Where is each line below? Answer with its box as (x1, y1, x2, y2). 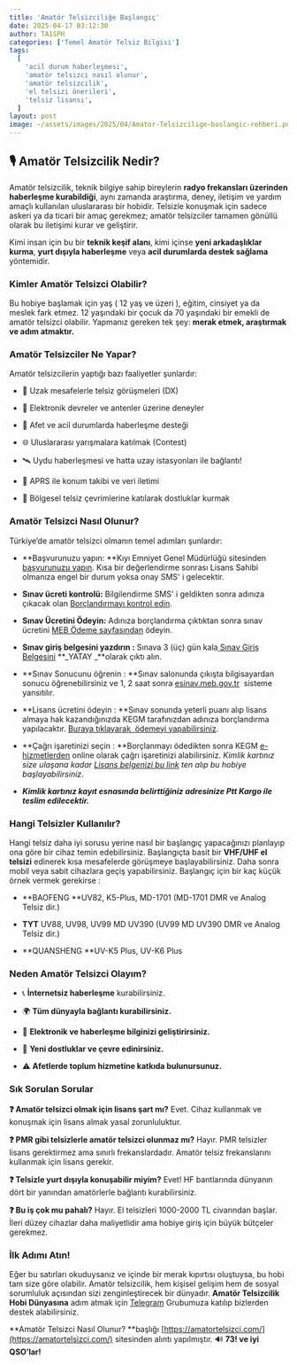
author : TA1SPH (9, 29, 65, 38)
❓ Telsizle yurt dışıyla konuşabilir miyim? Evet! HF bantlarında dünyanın (9, 1174, 273, 1184)
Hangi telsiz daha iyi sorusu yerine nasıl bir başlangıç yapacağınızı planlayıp (9, 838, 286, 847)
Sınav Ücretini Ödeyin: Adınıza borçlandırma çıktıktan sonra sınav (21, 615, 263, 626)
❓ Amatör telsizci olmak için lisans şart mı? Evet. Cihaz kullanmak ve (9, 1104, 263, 1114)
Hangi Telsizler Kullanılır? (9, 817, 121, 830)
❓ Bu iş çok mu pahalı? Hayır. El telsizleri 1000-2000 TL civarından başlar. (9, 1205, 278, 1215)
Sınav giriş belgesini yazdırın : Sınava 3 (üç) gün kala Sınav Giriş (21, 642, 259, 652)
